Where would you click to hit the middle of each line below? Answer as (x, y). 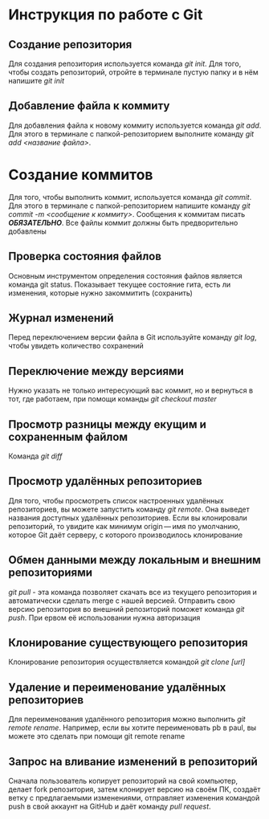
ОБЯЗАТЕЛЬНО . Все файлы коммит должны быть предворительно (123, 222)
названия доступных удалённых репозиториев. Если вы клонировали (128, 517)
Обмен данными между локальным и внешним (134, 560)
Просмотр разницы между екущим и (108, 424)
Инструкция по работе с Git (106, 15)
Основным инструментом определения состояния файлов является (125, 275)
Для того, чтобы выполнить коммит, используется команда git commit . (130, 197)
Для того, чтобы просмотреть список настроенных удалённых (116, 500)
